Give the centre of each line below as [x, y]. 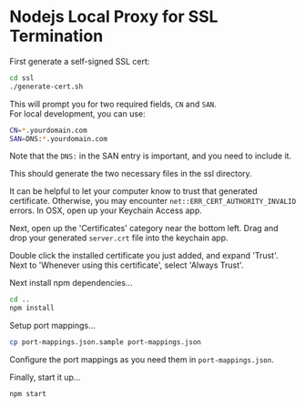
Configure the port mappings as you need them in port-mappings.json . [142, 360]
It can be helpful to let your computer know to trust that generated [133, 191]
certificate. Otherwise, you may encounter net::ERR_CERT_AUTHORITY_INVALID [153, 201]
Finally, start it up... [45, 377]
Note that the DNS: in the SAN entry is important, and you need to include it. [151, 156]
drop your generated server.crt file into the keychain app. [119, 238]
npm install [32, 308]
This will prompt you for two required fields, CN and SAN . [113, 104]
